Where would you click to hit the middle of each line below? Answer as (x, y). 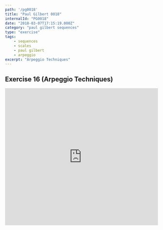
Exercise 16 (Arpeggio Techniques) (59, 79)
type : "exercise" (23, 32)
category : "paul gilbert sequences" (42, 28)
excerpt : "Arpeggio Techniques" (38, 59)
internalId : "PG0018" (27, 19)
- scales (23, 46)
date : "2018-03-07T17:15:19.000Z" (40, 23)
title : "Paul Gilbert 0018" (33, 14)
